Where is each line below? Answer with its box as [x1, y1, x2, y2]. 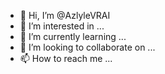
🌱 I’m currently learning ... [19, 31, 127, 42]
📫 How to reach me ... [19, 53, 113, 64]
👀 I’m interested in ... [19, 20, 105, 32]
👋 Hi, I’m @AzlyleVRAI [19, 10, 111, 21]
